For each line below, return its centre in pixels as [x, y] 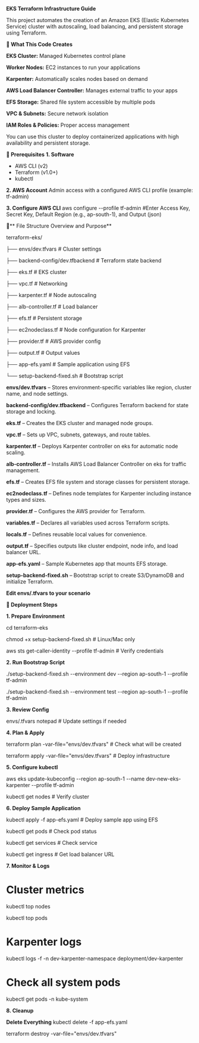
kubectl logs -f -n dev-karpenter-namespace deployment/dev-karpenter [95, 958]
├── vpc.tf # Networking [37, 283]
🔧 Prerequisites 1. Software [40, 154]
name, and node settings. [37, 394]
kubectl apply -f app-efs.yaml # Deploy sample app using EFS [82, 820]
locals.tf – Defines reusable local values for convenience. [77, 534]
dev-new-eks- [163, 779]
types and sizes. [26, 500]
